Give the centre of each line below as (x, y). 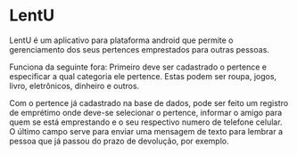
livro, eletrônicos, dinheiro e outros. (74, 86)
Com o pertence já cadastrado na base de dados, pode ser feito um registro (149, 102)
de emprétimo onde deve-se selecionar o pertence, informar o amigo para (146, 112)
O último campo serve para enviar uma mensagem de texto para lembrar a (146, 131)
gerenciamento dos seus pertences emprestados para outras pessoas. (140, 49)
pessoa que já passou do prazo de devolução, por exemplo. (119, 141)
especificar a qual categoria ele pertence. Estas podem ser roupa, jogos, (143, 76)
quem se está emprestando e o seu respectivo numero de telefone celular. (146, 122)
